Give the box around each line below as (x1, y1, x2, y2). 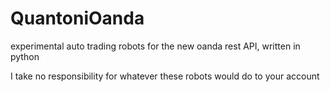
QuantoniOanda (10, 7, 145, 30)
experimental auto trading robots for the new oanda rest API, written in (10, 40, 301, 52)
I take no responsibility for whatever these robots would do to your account (10, 70, 320, 82)
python (10, 50, 40, 62)
